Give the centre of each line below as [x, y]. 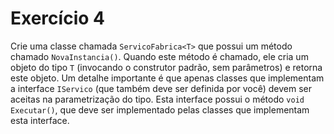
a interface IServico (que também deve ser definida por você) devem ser [161, 88]
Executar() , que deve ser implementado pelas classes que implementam [160, 109]
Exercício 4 [57, 18]
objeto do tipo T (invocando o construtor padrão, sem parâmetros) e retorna [166, 67]
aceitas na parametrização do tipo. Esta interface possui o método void [157, 99]
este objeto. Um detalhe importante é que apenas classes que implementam [167, 78]
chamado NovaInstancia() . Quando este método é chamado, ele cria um [159, 56]
